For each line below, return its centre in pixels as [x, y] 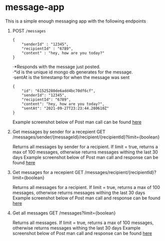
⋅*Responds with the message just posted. [56, 66]
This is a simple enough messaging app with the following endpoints [76, 21]
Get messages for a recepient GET [48, 172]
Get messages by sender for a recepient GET [59, 131]
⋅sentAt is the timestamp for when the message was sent [71, 77]
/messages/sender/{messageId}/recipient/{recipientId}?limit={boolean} [86, 137]
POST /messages [29, 30]
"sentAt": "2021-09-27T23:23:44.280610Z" [65, 108]
